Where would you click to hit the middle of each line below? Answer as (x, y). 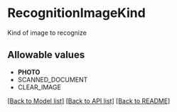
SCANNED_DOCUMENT (53, 79)
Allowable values (46, 55)
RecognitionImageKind (76, 13)
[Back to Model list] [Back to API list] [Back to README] (89, 101)
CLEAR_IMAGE (39, 87)
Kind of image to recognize (47, 33)
